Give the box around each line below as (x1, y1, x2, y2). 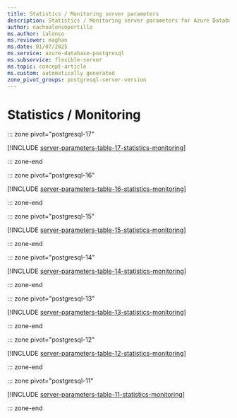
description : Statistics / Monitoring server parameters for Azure (7, 17, 210, 24)
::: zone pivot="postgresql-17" (7, 130, 95, 139)
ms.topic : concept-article (7, 63, 87, 70)
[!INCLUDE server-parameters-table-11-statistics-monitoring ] (7, 390, 186, 399)
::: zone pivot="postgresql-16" (7, 171, 95, 180)
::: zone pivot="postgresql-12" (7, 335, 95, 344)
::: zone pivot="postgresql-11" (7, 376, 94, 385)
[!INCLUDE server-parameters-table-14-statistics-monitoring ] (7, 267, 187, 276)
